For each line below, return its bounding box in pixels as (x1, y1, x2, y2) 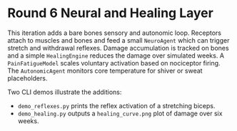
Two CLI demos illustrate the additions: (7, 88, 122, 96)
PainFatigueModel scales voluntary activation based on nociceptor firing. (7, 58, 221, 67)
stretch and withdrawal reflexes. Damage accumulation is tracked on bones (7, 43, 230, 52)
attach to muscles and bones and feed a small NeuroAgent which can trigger (7, 36, 230, 44)
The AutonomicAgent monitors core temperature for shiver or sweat (7, 66, 203, 75)
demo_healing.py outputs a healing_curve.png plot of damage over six (17, 109, 223, 117)
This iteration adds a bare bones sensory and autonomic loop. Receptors (7, 28, 222, 37)
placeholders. (7, 73, 48, 83)
